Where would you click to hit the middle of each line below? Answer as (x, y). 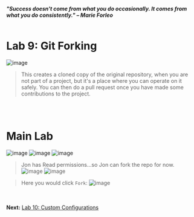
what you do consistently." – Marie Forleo (60, 15)
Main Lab (30, 136)
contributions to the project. (56, 94)
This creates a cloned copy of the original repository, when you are (105, 74)
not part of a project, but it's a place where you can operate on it (102, 80)
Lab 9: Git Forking (52, 46)
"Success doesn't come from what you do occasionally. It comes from (97, 9)
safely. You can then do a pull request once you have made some (102, 87)
